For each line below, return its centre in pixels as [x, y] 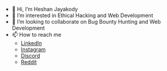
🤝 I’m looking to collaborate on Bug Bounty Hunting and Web [86, 22]
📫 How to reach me [36, 35]
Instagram [33, 49]
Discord [30, 56]
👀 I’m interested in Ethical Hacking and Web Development [82, 15]
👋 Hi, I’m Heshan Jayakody [45, 9]
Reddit [29, 62]
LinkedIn [31, 43]
